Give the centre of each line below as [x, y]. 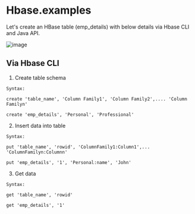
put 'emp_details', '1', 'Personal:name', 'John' [69, 162]
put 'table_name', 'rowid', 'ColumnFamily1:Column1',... [78, 147]
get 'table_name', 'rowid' [40, 195]
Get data [25, 174]
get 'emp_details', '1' [36, 205]
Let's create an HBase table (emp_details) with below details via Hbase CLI [98, 27]
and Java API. [23, 33]
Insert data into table [40, 125]
